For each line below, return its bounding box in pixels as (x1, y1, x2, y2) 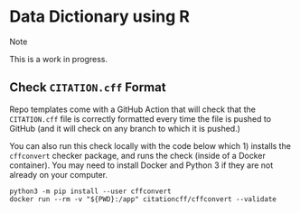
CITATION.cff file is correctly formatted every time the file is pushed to (9, 113, 272, 124)
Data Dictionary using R (9, 6, 190, 27)
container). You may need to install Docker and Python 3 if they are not (9, 160, 274, 171)
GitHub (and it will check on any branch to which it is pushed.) (9, 123, 241, 134)
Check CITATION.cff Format (9, 79, 166, 96)
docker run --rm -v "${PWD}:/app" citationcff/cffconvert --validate (9, 194, 277, 204)
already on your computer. (9, 169, 108, 180)
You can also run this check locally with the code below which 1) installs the (9, 140, 292, 151)
